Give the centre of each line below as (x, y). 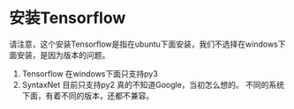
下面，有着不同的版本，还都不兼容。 (88, 95)
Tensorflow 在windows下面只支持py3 (90, 73)
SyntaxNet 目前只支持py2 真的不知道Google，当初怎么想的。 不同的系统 (153, 84)
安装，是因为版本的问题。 (63, 54)
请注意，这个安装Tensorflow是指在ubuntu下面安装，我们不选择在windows (143, 44)
